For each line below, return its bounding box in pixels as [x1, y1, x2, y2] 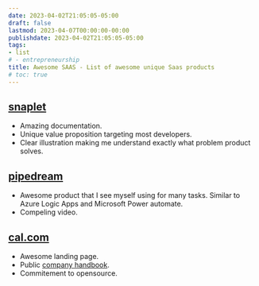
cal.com [8, 230, 49, 244]
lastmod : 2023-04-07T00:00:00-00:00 [8, 26, 129, 34]
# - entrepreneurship [8, 56, 80, 64]
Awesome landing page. [19, 252, 99, 261]
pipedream [8, 169, 64, 183]
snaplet [8, 100, 47, 114]
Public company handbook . [19, 260, 110, 270]
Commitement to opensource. [19, 269, 118, 278]
